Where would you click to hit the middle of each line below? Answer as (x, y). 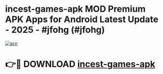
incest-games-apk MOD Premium (75, 9)
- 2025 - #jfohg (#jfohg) (55, 30)
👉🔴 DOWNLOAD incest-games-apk (80, 64)
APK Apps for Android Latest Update (82, 19)
